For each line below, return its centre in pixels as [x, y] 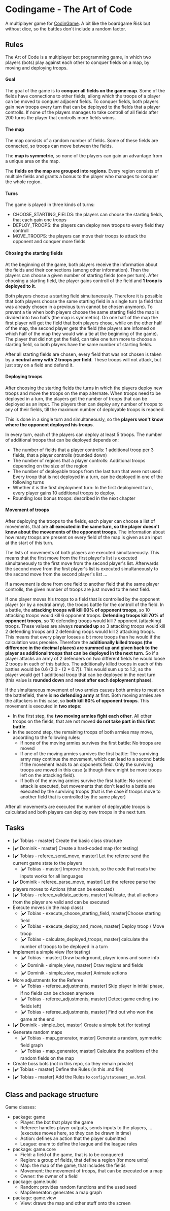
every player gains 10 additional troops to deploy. [64, 493]
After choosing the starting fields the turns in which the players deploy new [84, 388]
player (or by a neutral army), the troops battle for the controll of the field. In [84, 604]
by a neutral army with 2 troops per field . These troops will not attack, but [83, 359]
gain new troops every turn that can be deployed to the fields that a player [83, 107]
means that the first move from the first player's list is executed [71, 558]
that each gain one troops [40, 220]
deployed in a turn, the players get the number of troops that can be [76, 398]
